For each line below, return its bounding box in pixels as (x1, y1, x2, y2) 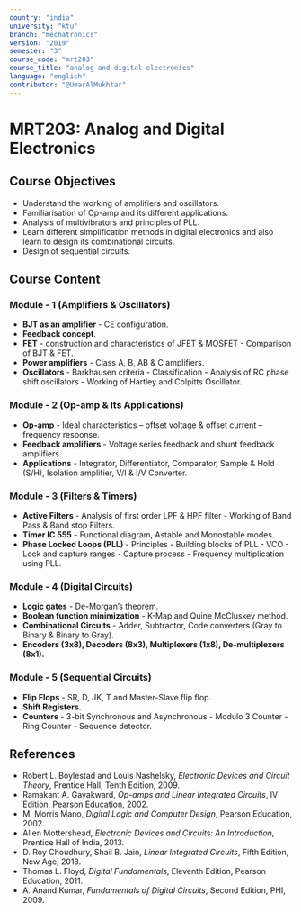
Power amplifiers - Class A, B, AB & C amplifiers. (22, 357, 205, 368)
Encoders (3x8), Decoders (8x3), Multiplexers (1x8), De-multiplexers (22, 639, 285, 650)
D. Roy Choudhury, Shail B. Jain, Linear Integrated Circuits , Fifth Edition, (22, 847, 289, 858)
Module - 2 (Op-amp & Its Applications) (9, 399, 184, 411)
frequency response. (22, 429, 101, 439)
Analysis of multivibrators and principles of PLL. (22, 217, 200, 228)
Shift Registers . (22, 701, 82, 712)
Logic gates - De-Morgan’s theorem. (22, 600, 159, 612)
